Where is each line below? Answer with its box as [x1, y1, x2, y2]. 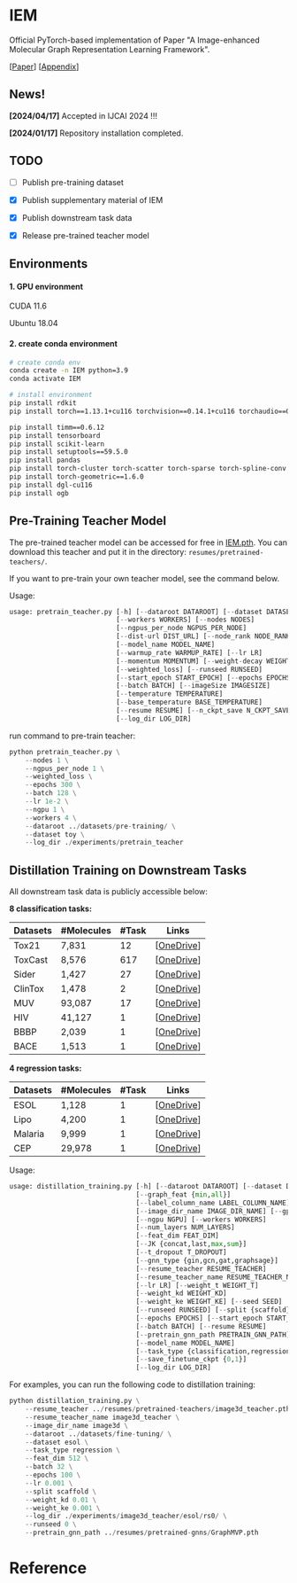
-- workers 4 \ [25, 813, 77, 823]
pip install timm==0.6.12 [9, 423, 104, 432]
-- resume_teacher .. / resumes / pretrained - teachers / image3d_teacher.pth [25, 1405, 291, 1414]
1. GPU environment [9, 281, 84, 292]
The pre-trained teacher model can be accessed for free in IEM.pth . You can [9, 537, 288, 548]
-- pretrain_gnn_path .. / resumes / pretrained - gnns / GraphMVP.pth [25, 1528, 259, 1538]
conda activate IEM [9, 374, 81, 384]
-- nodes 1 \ [25, 755, 69, 765]
